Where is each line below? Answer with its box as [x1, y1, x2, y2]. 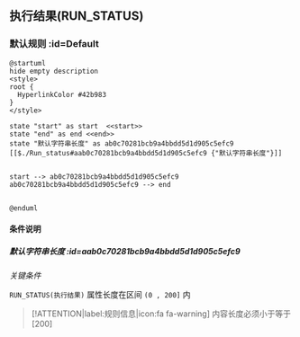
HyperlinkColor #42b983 [17, 90, 106, 99]
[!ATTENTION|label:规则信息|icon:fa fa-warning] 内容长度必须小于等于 [31, 308, 291, 319]
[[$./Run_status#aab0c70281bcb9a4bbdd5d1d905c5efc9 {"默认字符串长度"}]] [9, 148, 283, 157]
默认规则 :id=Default [9, 38, 99, 50]
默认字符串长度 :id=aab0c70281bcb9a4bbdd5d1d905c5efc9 [9, 245, 241, 256]
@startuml [9, 58, 47, 67]
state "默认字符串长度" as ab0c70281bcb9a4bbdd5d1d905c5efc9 [9, 138, 234, 148]
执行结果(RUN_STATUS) [9, 8, 144, 24]
